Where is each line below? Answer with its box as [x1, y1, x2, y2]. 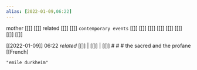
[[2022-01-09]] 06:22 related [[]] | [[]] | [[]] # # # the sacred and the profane [6, 42, 191, 49]
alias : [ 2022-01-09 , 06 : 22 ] [6, 8, 72, 15]
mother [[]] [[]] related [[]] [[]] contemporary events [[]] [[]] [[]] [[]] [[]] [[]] [6, 24, 183, 32]
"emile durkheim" [6, 60, 49, 65]
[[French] [6, 48, 29, 55]
